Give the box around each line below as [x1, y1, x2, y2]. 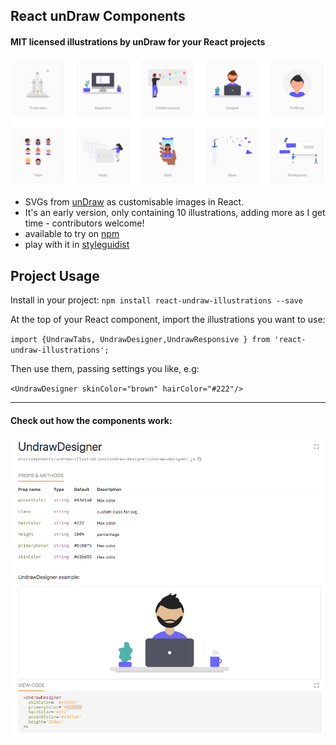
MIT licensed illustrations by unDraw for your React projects [10, 35, 266, 48]
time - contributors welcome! [24, 217, 145, 229]
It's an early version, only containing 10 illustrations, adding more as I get [24, 207, 326, 219]
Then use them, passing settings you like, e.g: [10, 363, 200, 375]
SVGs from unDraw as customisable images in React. [24, 196, 245, 208]
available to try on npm [24, 228, 120, 240]
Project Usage [10, 267, 100, 284]
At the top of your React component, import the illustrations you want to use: [10, 314, 326, 326]
